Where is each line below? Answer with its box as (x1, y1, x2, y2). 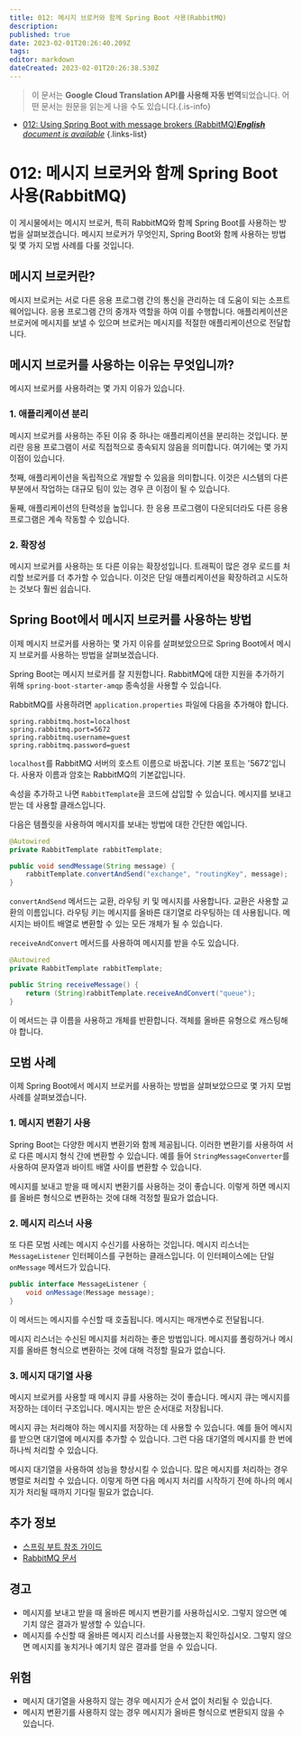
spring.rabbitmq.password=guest (9, 740, 131, 750)
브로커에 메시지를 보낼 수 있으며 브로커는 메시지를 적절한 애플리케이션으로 (9, 317, 268, 328)
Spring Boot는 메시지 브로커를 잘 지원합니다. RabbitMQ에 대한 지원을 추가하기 (9, 668, 285, 679)
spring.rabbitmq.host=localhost (9, 717, 131, 726)
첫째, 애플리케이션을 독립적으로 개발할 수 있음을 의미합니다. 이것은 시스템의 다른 (9, 472, 288, 483)
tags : (9, 47, 30, 56)
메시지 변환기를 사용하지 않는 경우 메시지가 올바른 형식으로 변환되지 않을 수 (22, 1707, 286, 1718)
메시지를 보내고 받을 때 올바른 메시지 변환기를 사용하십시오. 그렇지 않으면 (22, 1607, 278, 1618)
